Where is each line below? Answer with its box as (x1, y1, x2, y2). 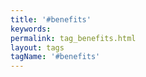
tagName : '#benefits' (10, 52, 101, 62)
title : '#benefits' (10, 14, 92, 25)
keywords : (10, 24, 52, 34)
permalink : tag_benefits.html (10, 33, 137, 43)
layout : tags (10, 42, 65, 53)
